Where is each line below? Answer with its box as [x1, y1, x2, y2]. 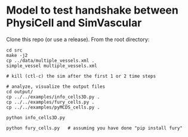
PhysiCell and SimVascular [6, 16, 142, 30]
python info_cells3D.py [6, 114, 66, 120]
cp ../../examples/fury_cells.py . [6, 99, 95, 105]
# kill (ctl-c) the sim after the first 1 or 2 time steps [6, 73, 156, 79]
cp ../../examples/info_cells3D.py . [6, 94, 100, 100]
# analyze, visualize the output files [6, 84, 106, 90]
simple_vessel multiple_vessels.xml [6, 63, 97, 69]
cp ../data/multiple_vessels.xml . [6, 58, 95, 63]
